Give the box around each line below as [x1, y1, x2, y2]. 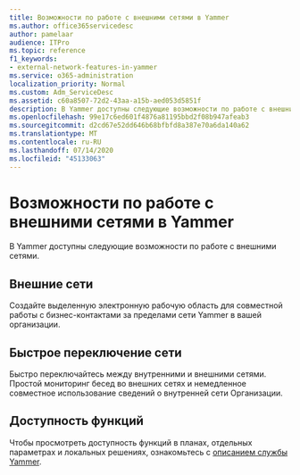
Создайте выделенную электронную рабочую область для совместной [9, 300, 283, 311]
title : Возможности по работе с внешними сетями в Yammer [9, 12, 229, 22]
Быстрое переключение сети [9, 345, 182, 360]
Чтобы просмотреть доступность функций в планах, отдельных [9, 437, 253, 447]
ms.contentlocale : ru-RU [9, 137, 102, 146]
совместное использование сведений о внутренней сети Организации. [9, 387, 283, 398]
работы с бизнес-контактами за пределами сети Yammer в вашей [9, 310, 262, 321]
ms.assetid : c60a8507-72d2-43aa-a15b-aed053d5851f [9, 96, 202, 105]
